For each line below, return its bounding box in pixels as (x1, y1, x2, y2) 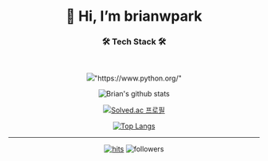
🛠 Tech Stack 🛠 (101, 36, 167, 47)
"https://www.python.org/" (94, 73, 182, 83)
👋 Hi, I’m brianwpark (65, 7, 203, 26)
